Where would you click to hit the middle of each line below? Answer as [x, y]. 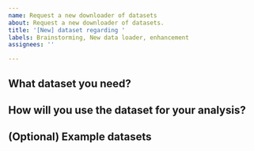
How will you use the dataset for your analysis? [127, 110]
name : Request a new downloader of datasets [83, 15]
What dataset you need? [70, 83]
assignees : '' [32, 45]
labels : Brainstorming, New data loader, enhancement [99, 37]
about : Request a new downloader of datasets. [86, 23]
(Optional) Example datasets [80, 137]
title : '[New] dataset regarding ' [67, 30]
